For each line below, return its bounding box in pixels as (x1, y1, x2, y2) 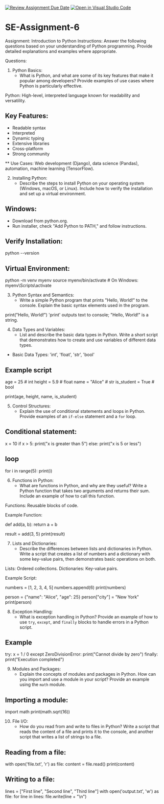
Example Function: (5, 512, 43, 518)
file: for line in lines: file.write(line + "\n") (5, 793, 87, 799)
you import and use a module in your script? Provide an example (19, 676, 149, 683)
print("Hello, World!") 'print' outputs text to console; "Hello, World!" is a (5, 312, 149, 318)
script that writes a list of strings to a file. (19, 734, 102, 740)
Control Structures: (12, 403, 51, 409)
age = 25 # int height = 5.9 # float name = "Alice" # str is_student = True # (5, 379, 155, 384)
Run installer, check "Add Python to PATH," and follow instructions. (12, 223, 147, 229)
